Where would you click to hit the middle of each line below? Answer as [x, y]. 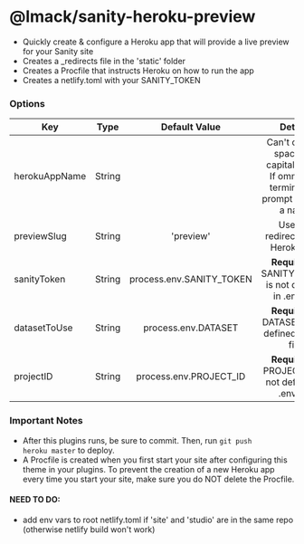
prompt [277, 199]
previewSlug [40, 236]
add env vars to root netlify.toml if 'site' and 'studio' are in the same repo [158, 520]
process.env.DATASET [191, 328]
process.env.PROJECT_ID [191, 377]
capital [281, 165]
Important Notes [46, 421]
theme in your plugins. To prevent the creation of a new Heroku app [148, 469]
